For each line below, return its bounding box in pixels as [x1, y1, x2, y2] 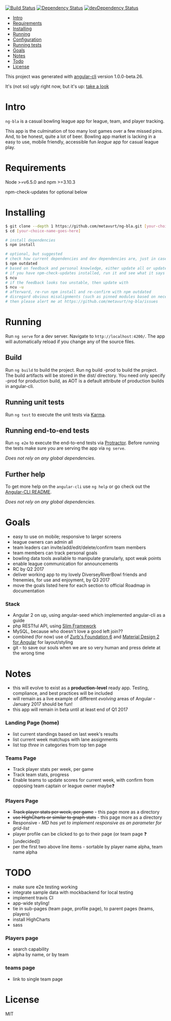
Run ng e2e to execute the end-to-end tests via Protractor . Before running [5, 440, 160, 446]
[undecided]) [12, 838, 41, 844]
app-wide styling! [12, 900, 50, 906]
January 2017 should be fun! [12, 701, 73, 707]
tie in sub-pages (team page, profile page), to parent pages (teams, [12, 906, 154, 912]
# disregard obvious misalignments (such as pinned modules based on [5, 294, 156, 300]
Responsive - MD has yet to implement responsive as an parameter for [12, 820, 162, 826]
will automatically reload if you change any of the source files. [5, 338, 135, 345]
